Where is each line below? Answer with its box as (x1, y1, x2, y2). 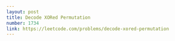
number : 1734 (6, 20, 39, 26)
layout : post (6, 8, 39, 15)
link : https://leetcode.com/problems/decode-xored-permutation (6, 25, 170, 32)
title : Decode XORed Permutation (6, 14, 91, 20)
